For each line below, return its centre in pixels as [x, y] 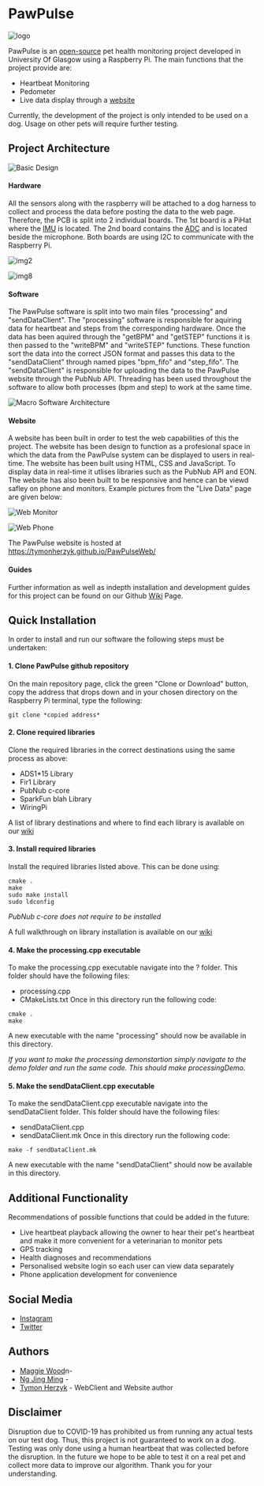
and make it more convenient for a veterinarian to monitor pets [121, 1241]
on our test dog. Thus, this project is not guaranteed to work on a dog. [122, 1439]
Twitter [31, 1327]
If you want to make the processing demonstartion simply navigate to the [127, 1060]
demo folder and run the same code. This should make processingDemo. [127, 1068]
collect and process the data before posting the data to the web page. [122, 211]
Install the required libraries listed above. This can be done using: [114, 866]
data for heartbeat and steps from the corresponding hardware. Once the [127, 328]
